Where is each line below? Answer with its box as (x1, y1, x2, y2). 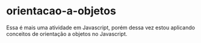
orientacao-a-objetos (6, 4, 116, 18)
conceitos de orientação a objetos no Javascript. (6, 30, 128, 37)
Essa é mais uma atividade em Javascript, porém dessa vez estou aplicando (6, 24, 196, 31)
